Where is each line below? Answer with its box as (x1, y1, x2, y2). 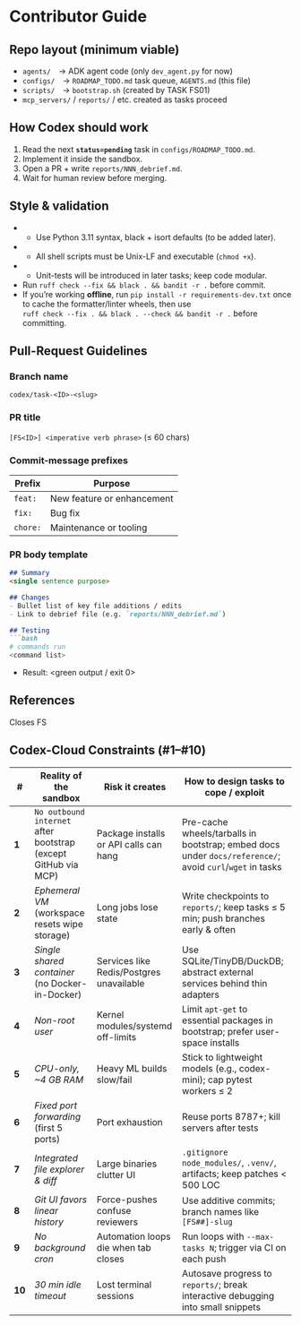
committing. (21, 317, 67, 328)
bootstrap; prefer (182, 1025, 254, 1037)
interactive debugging (182, 1289, 275, 1302)
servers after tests (182, 1122, 259, 1134)
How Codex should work (9, 120, 150, 135)
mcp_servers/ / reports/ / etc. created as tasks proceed (21, 94, 228, 105)
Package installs (97, 827, 166, 839)
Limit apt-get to (182, 1002, 248, 1015)
